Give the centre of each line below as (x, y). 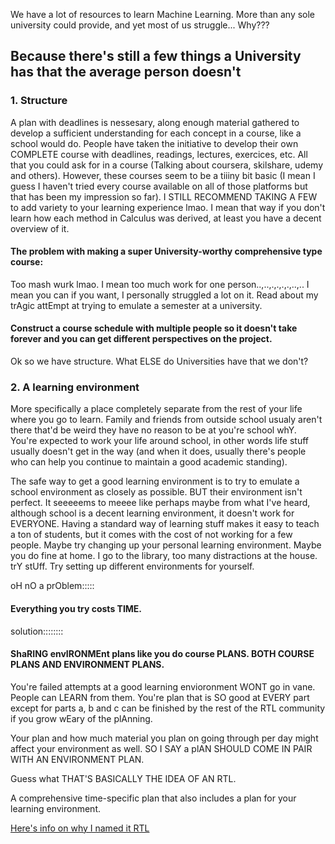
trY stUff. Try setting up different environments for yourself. (132, 566)
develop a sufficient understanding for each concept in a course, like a (156, 133)
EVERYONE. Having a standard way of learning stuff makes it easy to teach (165, 524)
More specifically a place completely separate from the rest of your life (156, 409)
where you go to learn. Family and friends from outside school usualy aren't (166, 420)
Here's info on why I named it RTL (80, 828)
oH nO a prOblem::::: (52, 586)
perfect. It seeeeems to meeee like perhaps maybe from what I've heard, (160, 503)
